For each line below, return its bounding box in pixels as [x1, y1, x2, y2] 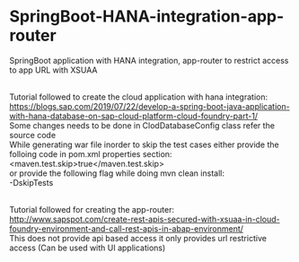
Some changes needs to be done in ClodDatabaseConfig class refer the [9, 119, 276, 131]
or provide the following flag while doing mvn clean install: [9, 168, 224, 179]
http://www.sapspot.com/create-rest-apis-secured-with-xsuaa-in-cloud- [9, 214, 280, 224]
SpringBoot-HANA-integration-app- [9, 6, 285, 27]
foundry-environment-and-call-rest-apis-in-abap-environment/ [9, 223, 244, 234]
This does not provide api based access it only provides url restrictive [9, 232, 268, 243]
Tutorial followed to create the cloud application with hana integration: [9, 92, 268, 102]
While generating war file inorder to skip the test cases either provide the [9, 139, 280, 150]
